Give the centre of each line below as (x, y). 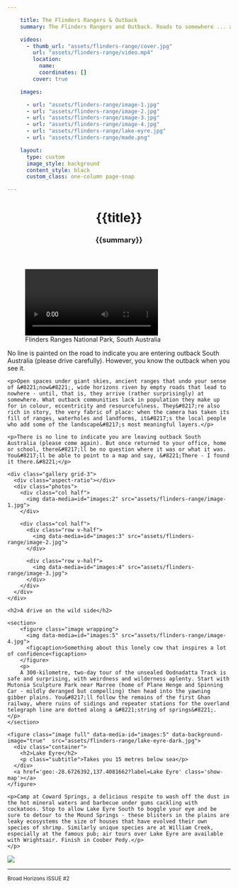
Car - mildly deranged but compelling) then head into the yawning (109, 692)
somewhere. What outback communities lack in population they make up (114, 400)
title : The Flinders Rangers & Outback (79, 20)
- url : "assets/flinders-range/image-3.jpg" (93, 118)
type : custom (45, 157)
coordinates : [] (63, 72)
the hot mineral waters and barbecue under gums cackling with (103, 803)
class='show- (204, 772)
